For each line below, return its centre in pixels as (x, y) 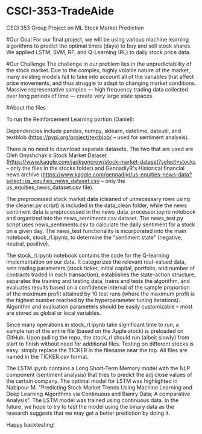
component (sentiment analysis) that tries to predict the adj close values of (99, 374)
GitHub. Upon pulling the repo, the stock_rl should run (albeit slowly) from (98, 337)
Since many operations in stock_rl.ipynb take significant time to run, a (93, 324)
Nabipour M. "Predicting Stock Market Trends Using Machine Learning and (99, 387)
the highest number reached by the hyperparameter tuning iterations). (93, 300)
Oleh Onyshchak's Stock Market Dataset (57, 155)
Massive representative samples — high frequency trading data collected (97, 89)
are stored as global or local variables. (54, 313)
